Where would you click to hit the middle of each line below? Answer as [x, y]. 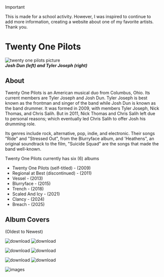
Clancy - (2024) [28, 199]
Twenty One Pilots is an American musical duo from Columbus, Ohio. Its [78, 92]
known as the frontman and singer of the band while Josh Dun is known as [81, 103]
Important [15, 7]
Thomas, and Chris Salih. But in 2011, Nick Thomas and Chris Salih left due [80, 113]
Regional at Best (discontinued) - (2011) [52, 173]
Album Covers [27, 220]
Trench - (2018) [28, 188]
